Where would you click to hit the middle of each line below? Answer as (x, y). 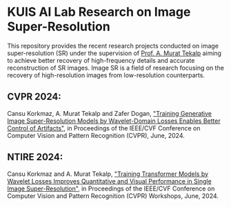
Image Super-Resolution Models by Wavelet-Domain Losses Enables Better (114, 121)
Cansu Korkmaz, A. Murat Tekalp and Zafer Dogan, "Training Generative (110, 113)
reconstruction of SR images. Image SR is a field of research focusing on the (115, 68)
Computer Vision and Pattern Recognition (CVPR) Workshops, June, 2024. (113, 196)
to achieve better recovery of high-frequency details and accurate (101, 60)
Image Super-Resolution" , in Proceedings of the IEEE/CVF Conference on (111, 188)
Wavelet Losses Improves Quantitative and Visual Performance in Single (109, 181)
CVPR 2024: (34, 97)
